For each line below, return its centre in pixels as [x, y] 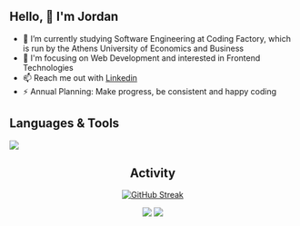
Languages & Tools [65, 123]
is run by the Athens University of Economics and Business [133, 48]
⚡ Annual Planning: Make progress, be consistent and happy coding [150, 91]
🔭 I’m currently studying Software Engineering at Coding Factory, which [156, 38]
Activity [152, 173]
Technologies [48, 67]
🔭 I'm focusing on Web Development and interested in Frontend [141, 58]
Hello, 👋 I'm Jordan [64, 17]
